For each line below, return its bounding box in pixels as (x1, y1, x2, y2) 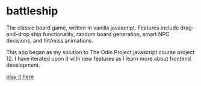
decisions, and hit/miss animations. (6, 37, 93, 44)
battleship (6, 4, 58, 18)
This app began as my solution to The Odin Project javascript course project (6, 48, 195, 55)
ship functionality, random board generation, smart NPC (31, 30, 170, 37)
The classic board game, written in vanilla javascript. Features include (6, 24, 179, 31)
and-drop (6, 30, 30, 37)
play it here (6, 73, 34, 80)
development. (6, 61, 40, 69)
